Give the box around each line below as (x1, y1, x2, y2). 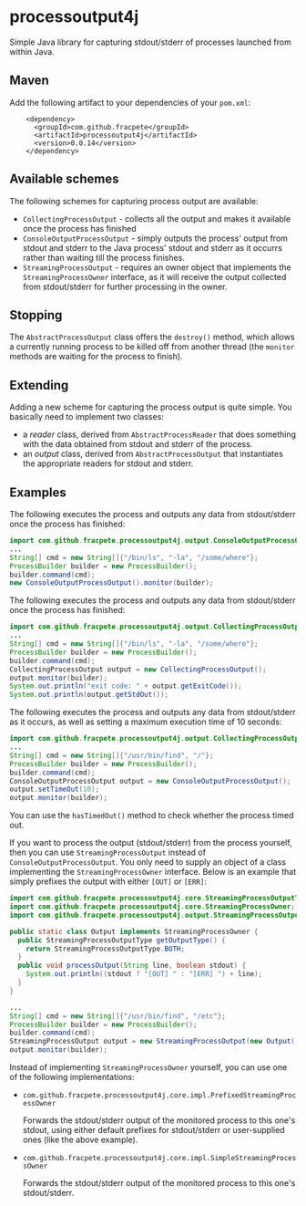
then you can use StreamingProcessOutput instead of (9, 847, 207, 858)
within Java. (9, 46, 55, 57)
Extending (9, 377, 69, 393)
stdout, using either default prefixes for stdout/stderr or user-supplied (22, 1125, 285, 1135)
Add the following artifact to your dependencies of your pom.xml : (9, 97, 251, 108)
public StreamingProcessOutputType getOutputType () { (17, 935, 226, 945)
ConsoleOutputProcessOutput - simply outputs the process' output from (22, 233, 289, 244)
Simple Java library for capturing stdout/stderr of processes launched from (9, 36, 291, 47)
